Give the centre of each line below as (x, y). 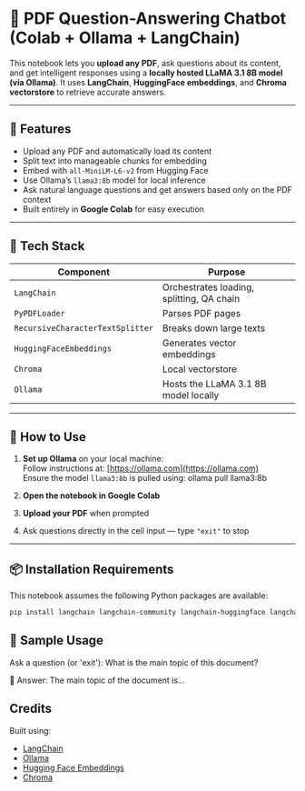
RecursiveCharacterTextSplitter (84, 328)
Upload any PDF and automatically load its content (117, 151)
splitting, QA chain (201, 298)
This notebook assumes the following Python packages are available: (139, 596)
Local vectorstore (200, 369)
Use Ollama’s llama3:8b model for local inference (114, 180)
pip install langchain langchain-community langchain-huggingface (138, 613)
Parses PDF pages (202, 313)
